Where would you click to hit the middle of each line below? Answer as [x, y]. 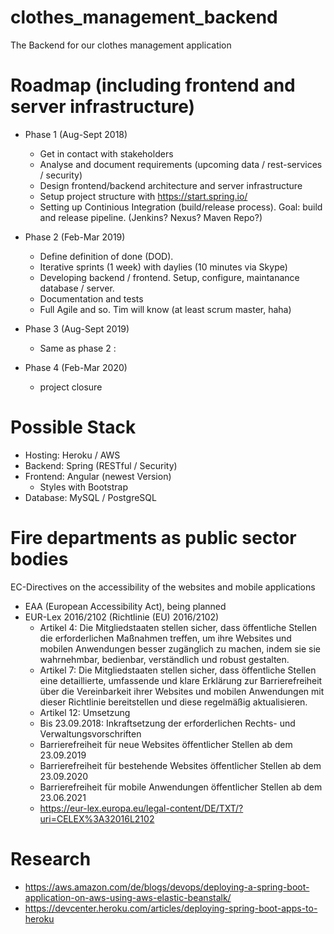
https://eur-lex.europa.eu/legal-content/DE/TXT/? [141, 808]
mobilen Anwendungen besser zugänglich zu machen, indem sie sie [180, 648]
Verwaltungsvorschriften [90, 733]
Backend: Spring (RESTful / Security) [101, 465]
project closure [71, 387]
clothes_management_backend [144, 17]
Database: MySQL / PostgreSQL [90, 497]
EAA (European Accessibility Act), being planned [125, 606]
